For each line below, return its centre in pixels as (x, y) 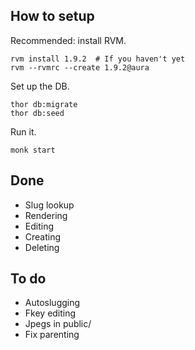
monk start (33, 150)
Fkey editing (50, 313)
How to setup (52, 16)
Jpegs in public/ (58, 324)
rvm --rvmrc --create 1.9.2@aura (80, 67)
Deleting (42, 247)
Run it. (23, 131)
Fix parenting (52, 335)
